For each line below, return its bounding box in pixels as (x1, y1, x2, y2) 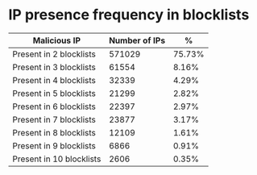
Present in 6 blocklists (12, 101, 97, 112)
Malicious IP (32, 35, 81, 46)
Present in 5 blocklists (12, 87, 97, 98)
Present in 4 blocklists (12, 74, 97, 85)
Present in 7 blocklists (12, 114, 97, 125)
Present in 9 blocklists (12, 140, 97, 151)
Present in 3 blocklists (12, 61, 97, 73)
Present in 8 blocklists (12, 127, 97, 138)
